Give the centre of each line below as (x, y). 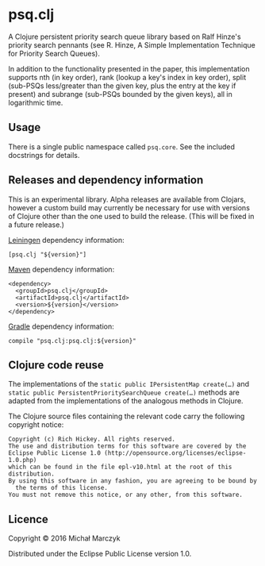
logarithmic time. (36, 102)
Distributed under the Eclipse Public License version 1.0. (100, 554)
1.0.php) (23, 460)
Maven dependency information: (61, 269)
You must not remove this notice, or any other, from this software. (126, 495)
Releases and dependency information (106, 180)
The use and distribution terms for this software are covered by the (127, 446)
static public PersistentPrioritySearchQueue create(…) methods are (124, 393)
